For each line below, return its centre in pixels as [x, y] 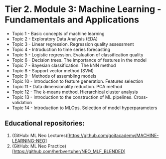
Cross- [141, 97]
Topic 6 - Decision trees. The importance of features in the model [79, 60]
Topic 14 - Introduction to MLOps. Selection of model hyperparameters [84, 108]
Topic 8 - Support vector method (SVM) [53, 70]
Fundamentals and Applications [72, 20]
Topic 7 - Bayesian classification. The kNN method [64, 65]
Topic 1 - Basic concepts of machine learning [58, 33]
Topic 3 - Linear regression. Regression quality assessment [73, 44]
